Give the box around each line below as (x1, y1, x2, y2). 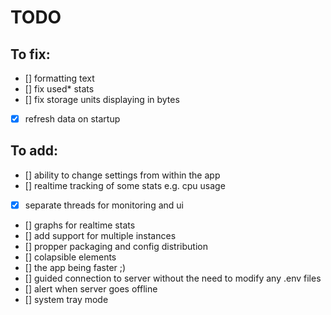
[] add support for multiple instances (24, 229, 177, 241)
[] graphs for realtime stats (24, 219, 136, 231)
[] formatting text (24, 72, 95, 84)
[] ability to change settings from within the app (24, 169, 221, 181)
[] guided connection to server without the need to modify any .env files (24, 272, 322, 284)
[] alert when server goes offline (24, 282, 158, 295)
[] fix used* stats (24, 83, 95, 95)
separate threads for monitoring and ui (24, 199, 184, 211)
